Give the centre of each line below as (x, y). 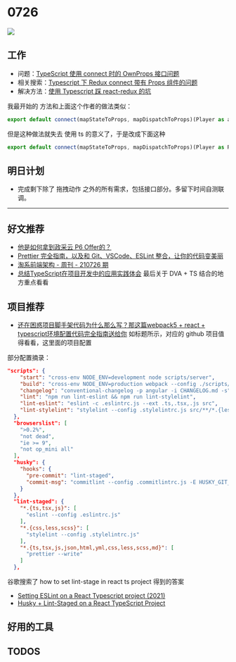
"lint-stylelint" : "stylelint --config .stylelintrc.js (104, 410)
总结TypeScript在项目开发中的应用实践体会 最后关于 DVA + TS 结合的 (117, 274)
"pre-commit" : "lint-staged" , (70, 475)
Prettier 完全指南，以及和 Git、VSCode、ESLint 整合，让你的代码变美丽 (120, 256)
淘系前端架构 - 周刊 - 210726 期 (63, 265)
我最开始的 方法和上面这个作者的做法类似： (70, 106)
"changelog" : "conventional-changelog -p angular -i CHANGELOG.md (119, 391)
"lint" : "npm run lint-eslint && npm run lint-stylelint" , (108, 397)
